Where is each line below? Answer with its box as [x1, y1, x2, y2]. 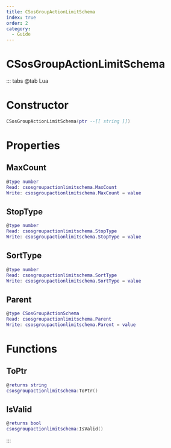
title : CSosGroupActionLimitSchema [6, 8, 96, 15]
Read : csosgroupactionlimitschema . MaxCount [6, 184, 117, 190]
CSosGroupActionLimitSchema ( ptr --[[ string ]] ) [6, 118, 131, 124]
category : [6, 25, 31, 32]
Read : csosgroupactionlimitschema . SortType [6, 272, 117, 278]
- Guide [11, 31, 31, 37]
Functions [6, 342, 57, 356]
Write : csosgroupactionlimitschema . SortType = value [6, 278, 141, 284]
